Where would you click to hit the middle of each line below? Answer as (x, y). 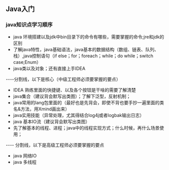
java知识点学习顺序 (29, 25)
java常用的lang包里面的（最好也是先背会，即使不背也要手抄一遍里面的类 (89, 102)
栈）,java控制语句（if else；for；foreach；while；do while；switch (83, 56)
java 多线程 (25, 162)
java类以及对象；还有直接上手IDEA (49, 68)
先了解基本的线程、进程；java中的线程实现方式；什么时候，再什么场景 (86, 127)
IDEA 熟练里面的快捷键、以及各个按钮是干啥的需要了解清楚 (74, 90)
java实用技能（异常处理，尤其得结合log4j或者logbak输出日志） (78, 115)
